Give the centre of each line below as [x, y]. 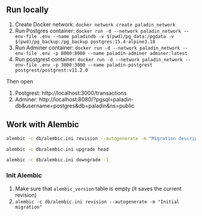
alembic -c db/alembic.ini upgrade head [58, 149]
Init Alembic [24, 175]
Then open [20, 81]
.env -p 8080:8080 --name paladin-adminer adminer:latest [113, 53]
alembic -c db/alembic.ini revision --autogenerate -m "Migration [91, 138]
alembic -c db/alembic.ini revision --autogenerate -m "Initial [97, 202]
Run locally [28, 10]
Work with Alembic [43, 124]
